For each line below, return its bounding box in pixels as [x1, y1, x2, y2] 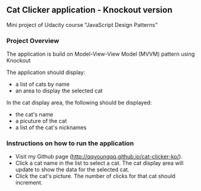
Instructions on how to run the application [6, 139, 134, 148]
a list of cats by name [15, 81, 70, 88]
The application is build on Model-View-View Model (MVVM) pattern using [6, 50, 195, 58]
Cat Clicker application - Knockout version [6, 5, 173, 15]
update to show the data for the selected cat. [15, 166, 130, 173]
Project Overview [6, 36, 60, 45]
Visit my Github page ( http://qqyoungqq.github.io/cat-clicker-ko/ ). [15, 153, 183, 160]
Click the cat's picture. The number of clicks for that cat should [15, 173, 176, 180]
